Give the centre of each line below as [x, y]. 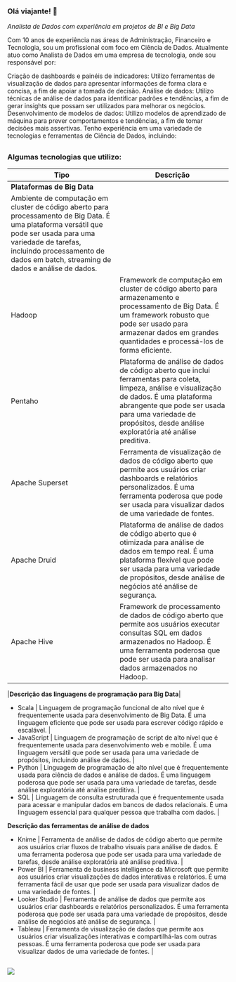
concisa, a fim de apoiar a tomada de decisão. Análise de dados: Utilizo [111, 91]
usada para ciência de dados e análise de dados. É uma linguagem [114, 775]
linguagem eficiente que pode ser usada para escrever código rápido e [120, 723]
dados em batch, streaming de [61, 260]
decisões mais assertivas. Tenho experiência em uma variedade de [105, 129]
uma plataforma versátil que [57, 225]
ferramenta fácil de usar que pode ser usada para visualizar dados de [118, 884]
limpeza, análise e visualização [170, 388]
